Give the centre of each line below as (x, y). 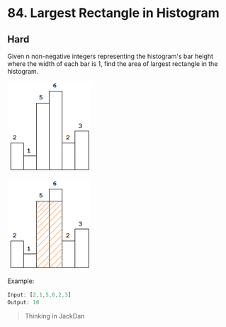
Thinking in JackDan (55, 316)
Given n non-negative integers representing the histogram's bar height (111, 56)
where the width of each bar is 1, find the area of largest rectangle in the (113, 64)
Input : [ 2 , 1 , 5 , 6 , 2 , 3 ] (39, 295)
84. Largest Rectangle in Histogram (113, 13)
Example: (21, 281)
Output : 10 (23, 302)
